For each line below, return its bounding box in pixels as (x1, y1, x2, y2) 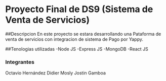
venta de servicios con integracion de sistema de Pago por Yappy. (5, 36, 143, 42)
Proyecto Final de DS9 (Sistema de (5, 4, 153, 15)
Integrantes (5, 58, 34, 65)
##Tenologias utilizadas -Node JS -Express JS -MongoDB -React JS (5, 46, 148, 52)
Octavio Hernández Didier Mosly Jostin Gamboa (5, 70, 106, 76)
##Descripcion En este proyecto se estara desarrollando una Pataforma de (5, 31, 161, 37)
